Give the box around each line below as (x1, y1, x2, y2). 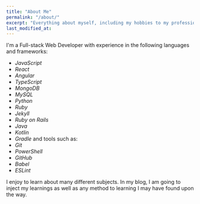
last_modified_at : (6, 25, 52, 32)
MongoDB (14, 84, 40, 92)
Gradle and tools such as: (14, 135, 78, 143)
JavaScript (14, 59, 42, 67)
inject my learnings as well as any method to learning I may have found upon (6, 185, 194, 192)
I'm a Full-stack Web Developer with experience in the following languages (6, 42, 189, 49)
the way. (6, 191, 27, 198)
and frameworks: (6, 48, 48, 55)
